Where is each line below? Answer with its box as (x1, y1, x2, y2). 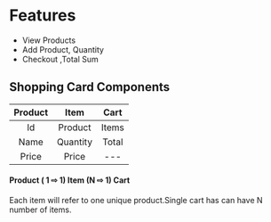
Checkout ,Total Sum (21, 53, 100, 64)
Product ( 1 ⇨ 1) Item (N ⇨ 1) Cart (9, 175, 131, 185)
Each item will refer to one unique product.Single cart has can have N (9, 194, 264, 205)
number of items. (9, 204, 72, 215)
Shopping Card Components (9, 79, 171, 95)
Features (9, 5, 76, 26)
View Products (21, 35, 76, 45)
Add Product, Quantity (21, 44, 105, 54)
